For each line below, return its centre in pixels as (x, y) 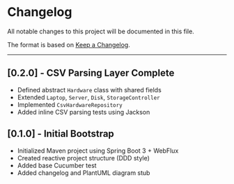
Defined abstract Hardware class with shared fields (89, 90)
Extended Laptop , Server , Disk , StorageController (88, 97)
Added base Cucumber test (57, 165)
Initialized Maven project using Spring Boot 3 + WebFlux (98, 151)
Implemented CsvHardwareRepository (70, 104)
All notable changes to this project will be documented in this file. (101, 31)
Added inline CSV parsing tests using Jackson (84, 112)
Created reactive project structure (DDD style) (83, 158)
